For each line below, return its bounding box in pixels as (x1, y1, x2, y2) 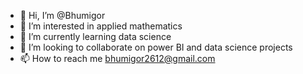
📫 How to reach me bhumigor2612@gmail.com (19, 53, 216, 64)
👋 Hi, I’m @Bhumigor (19, 10, 106, 21)
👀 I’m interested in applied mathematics (19, 20, 183, 32)
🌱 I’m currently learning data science (19, 31, 172, 42)
